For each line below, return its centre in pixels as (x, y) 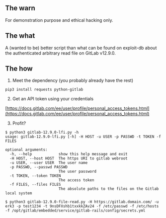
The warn (20, 8)
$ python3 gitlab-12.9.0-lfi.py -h (42, 133)
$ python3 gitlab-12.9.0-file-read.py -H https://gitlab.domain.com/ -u (82, 202)
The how (19, 69)
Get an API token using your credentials (53, 99)
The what (20, 36)
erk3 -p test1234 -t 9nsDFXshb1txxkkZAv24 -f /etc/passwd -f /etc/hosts (82, 206)
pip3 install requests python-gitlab (44, 90)
